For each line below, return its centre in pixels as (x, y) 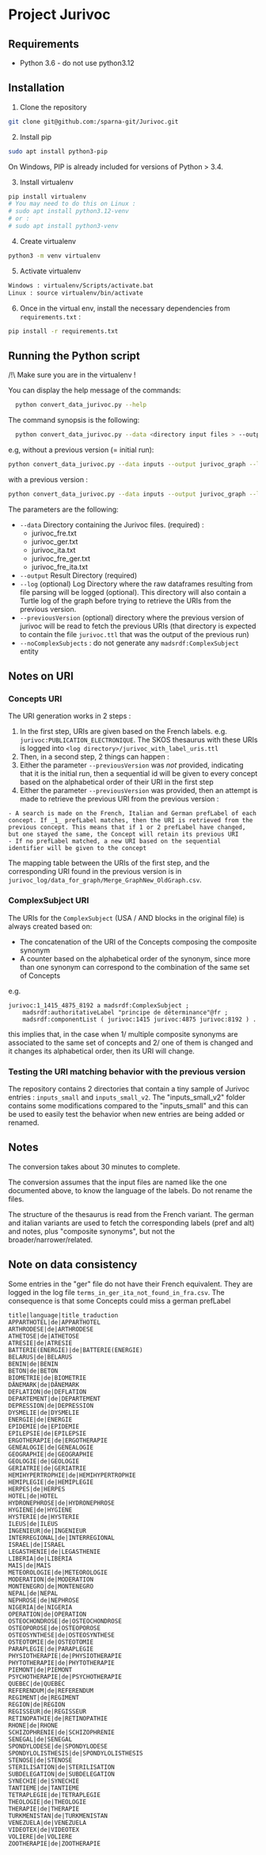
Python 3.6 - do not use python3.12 (77, 63)
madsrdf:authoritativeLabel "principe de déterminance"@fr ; (125, 1012)
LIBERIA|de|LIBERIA (40, 1559)
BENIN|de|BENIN (33, 1364)
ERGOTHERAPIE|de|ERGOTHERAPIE (58, 1440)
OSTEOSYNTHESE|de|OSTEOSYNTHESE (61, 1635)
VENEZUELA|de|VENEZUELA (47, 1822)
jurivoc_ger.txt (55, 541)
